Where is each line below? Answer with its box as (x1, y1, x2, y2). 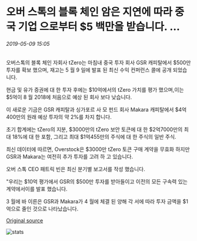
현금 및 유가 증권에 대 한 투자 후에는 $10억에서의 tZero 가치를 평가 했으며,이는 (6, 86, 184, 93)
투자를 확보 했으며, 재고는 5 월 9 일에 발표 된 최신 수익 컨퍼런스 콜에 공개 (6, 66, 172, 73)
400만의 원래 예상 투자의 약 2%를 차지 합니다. (6, 113, 112, 120)
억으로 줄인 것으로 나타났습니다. (6, 205, 79, 212)
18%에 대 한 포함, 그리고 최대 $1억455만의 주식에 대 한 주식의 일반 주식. (12, 133, 176, 140)
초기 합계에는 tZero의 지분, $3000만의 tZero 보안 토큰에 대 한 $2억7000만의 (6, 126, 183, 133)
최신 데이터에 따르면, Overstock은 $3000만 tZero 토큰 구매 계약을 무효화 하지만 (6, 146, 190, 153)
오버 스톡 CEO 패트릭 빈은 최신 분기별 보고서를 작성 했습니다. (6, 166, 145, 173)
